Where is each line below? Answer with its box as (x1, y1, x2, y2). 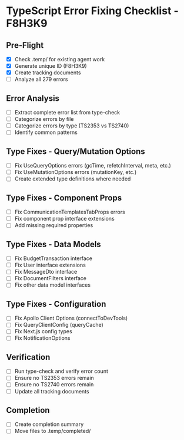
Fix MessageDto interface (14, 268, 78, 275)
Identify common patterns (14, 129, 78, 136)
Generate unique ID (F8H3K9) (14, 63, 87, 70)
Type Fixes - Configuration (6, 299, 106, 309)
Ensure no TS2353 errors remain (14, 375, 94, 382)
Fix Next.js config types (14, 328, 72, 335)
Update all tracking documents (14, 388, 89, 395)
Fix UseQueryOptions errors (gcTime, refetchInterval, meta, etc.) (14, 162, 172, 169)
